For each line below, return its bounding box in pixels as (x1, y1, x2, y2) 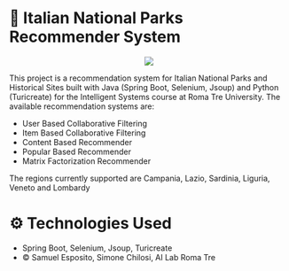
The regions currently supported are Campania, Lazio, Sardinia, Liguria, (9, 173, 270, 183)
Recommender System (9, 27, 182, 47)
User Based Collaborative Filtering (21, 118, 148, 128)
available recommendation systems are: (9, 101, 155, 112)
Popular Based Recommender (21, 146, 131, 157)
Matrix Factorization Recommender (21, 155, 152, 166)
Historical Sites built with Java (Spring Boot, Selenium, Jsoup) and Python (9, 81, 279, 92)
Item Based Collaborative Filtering (21, 128, 146, 138)
